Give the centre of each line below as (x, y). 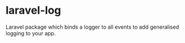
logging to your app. (31, 33)
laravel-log (33, 10)
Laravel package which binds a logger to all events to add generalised (92, 27)
